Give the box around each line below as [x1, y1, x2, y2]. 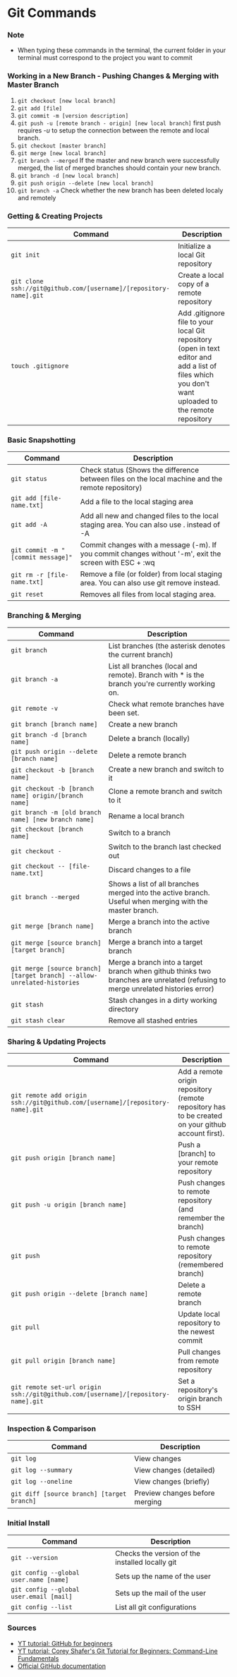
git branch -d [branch [11, 731, 87, 738]
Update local [177, 1309, 220, 1319]
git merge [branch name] [11, 922, 95, 930]
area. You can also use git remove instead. [80, 578, 221, 588]
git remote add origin [11, 1091, 87, 1099]
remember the [177, 1213, 225, 1223]
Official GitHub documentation [17, 1661, 106, 1670]
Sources [7, 1623, 37, 1633]
